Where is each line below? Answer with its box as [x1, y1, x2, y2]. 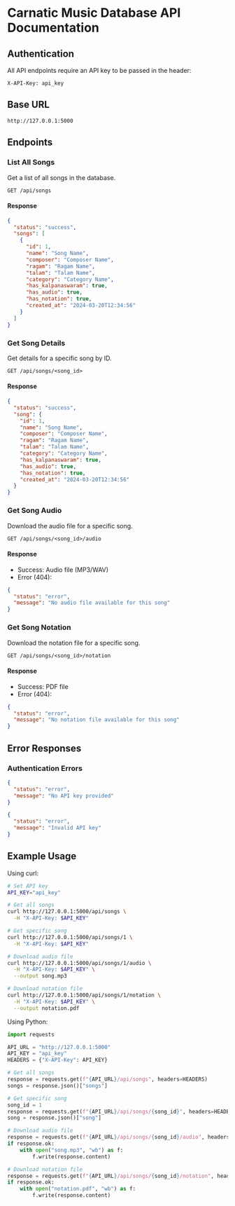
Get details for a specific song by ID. [7, 354, 112, 362]
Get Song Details [7, 338, 66, 348]
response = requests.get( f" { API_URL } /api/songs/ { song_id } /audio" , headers [7, 1134, 230, 1141]
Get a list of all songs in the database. [7, 173, 116, 181]
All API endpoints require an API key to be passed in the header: [7, 67, 192, 74]
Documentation [7, 20, 100, 36]
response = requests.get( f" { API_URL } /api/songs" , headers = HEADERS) [7, 1076, 208, 1083]
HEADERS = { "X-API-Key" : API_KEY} [7, 1057, 108, 1064]
